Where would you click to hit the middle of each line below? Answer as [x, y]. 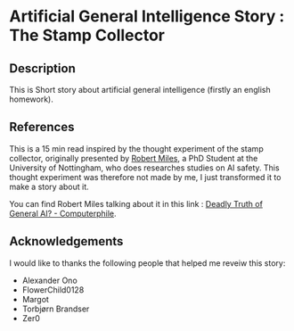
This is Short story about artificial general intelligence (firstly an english [140, 90]
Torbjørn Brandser [56, 309]
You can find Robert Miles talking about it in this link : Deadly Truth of [136, 203]
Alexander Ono [49, 280]
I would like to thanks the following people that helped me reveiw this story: [147, 263]
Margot [35, 299]
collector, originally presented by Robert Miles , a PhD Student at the [134, 158]
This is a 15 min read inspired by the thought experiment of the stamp [137, 148]
